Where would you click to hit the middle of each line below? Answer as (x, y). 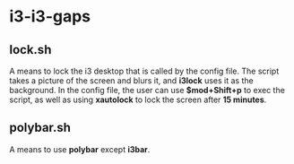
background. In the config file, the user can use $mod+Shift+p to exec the (147, 90)
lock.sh (30, 50)
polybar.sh (40, 128)
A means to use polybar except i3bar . (80, 149)
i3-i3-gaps (50, 17)
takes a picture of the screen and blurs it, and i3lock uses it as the (131, 81)
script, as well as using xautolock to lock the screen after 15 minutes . (138, 99)
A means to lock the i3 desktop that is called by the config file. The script (144, 71)
